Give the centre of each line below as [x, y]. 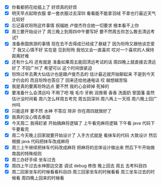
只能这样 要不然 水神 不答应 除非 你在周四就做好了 [62, 111]
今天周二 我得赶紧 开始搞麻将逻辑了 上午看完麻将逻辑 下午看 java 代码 [81, 123]
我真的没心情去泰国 [31, 117]
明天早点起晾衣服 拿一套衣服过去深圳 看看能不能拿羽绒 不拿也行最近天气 [84, 13]
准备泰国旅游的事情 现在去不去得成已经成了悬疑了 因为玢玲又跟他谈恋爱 [83, 44]
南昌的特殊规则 [27, 153]
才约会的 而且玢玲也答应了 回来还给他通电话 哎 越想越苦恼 [69, 80]
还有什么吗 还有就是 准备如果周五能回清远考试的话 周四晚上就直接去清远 [84, 62]
